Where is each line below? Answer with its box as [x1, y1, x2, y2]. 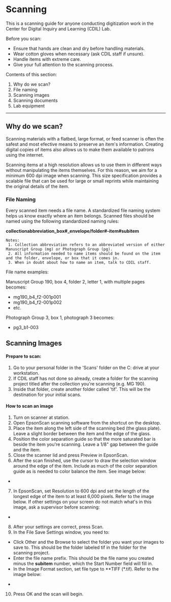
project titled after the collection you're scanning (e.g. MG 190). [13, 380, 146, 386]
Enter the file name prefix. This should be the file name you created [13, 555, 154, 561]
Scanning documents [13, 97, 58, 103]
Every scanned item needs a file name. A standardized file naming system [6, 207, 160, 214]
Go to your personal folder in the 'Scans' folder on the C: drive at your [13, 364, 159, 371]
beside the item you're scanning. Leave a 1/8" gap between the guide [13, 441, 159, 447]
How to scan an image [6, 403, 54, 409]
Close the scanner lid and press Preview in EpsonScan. [13, 452, 129, 458]
